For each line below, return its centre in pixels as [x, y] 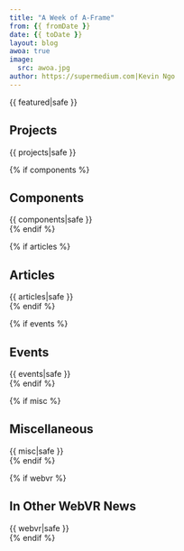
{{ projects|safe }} [43, 152]
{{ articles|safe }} [41, 297]
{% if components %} [50, 170]
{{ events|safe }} [40, 374]
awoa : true [30, 51]
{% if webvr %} [38, 478]
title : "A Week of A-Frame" [62, 18]
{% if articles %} [40, 247]
